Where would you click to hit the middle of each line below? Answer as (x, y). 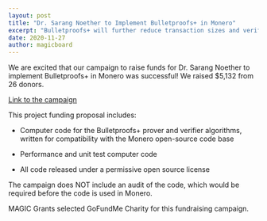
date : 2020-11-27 (37, 38)
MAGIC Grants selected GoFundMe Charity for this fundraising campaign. (128, 209)
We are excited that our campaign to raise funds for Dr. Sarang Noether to (129, 67)
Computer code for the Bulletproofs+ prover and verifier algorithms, (131, 131)
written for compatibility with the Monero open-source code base (127, 139)
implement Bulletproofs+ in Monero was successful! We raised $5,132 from (131, 76)
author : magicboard (41, 45)
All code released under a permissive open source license (115, 170)
